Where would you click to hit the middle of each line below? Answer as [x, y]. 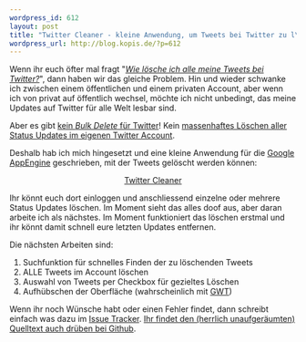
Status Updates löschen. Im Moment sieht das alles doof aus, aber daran [146, 208]
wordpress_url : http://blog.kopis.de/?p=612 [95, 43]
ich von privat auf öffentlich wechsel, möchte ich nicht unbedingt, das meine [153, 98]
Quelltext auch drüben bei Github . [73, 328]
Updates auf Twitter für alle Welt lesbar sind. [93, 108]
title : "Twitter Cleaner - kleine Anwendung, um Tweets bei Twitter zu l [153, 35]
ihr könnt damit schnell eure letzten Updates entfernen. [113, 227]
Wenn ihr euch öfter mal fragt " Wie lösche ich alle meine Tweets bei [137, 69]
